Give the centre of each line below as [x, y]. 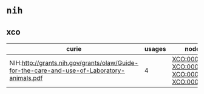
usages [155, 49]
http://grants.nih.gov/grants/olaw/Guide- [80, 63]
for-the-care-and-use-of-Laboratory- [67, 70]
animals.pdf [26, 78]
